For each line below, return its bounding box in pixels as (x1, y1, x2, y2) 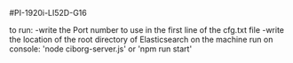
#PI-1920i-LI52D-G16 (9, 8, 87, 18)
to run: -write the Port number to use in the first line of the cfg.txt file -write (9, 25, 285, 35)
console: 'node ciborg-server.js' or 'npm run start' (9, 43, 193, 54)
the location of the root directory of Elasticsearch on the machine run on (9, 35, 273, 44)
